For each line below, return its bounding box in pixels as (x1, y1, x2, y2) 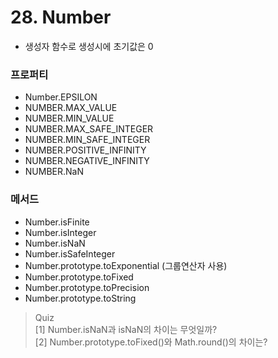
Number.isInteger (24, 226, 97, 238)
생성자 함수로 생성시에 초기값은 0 (24, 40, 154, 52)
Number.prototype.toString (24, 292, 137, 304)
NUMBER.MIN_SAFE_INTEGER (24, 134, 151, 146)
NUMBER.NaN (24, 166, 84, 178)
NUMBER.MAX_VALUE (24, 102, 118, 114)
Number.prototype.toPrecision (24, 281, 150, 293)
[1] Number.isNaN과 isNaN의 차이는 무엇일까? (34, 323, 218, 335)
